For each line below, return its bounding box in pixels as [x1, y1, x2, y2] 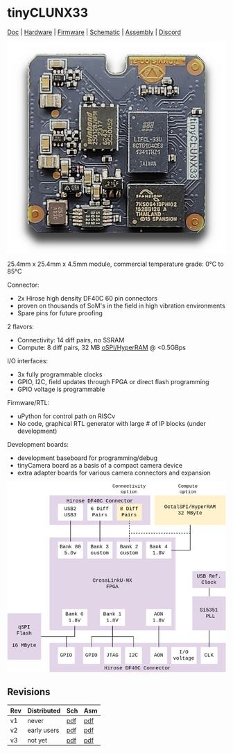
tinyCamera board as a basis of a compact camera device [17, 461, 182, 470]
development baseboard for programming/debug [17, 454, 158, 462]
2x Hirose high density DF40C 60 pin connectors [17, 294, 158, 303]
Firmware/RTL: [7, 399, 50, 407]
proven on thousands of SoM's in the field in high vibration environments [17, 301, 225, 310]
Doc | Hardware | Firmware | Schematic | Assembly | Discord [7, 28, 182, 36]
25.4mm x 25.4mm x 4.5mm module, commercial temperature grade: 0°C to [7, 260, 224, 269]
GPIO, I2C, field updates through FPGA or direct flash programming [17, 378, 209, 386]
